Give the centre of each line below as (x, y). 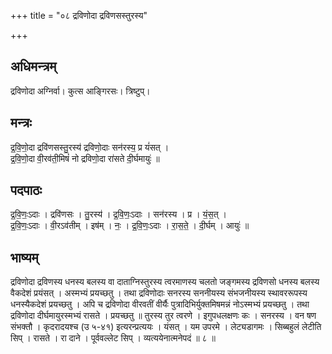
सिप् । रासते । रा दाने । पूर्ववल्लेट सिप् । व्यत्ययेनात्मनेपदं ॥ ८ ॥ (113, 338)
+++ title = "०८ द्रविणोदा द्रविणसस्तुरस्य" (79, 15)
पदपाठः (26, 190)
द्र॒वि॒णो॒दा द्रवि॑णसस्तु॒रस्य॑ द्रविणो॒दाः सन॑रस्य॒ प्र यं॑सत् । (90, 147)
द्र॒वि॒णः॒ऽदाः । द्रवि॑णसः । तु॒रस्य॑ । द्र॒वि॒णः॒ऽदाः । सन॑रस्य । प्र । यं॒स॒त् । (118, 214)
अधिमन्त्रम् (33, 66)
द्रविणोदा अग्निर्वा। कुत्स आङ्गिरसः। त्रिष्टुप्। (80, 91)
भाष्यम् (24, 257)
